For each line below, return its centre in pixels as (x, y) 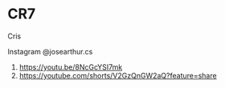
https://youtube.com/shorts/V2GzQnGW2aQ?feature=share (118, 75)
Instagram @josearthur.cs (50, 51)
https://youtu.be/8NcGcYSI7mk (71, 67)
